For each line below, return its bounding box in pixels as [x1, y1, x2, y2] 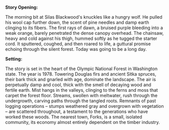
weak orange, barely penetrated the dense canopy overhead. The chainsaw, [5, 30, 164, 36]
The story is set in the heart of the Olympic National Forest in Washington [5, 66, 158, 72]
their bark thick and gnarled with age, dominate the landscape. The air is [5, 77, 156, 82]
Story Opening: [5, 5, 38, 10]
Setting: [5, 56, 23, 62]
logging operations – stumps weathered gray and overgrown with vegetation [5, 103, 164, 109]
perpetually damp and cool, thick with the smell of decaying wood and [5, 82, 151, 88]
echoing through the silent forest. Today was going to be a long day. [5, 46, 147, 52]
